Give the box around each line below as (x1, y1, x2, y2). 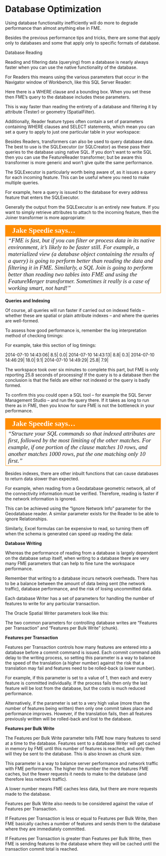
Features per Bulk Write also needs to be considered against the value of (5, 800, 153, 807)
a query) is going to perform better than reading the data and (8, 257, 154, 264)
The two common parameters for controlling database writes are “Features (5, 620, 158, 626)
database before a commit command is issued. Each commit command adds (5, 649, 161, 655)
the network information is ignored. (5, 496, 77, 501)
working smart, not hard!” (8, 284, 71, 291)
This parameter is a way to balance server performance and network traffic (5, 760, 159, 766)
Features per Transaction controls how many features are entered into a (5, 644, 152, 650)
